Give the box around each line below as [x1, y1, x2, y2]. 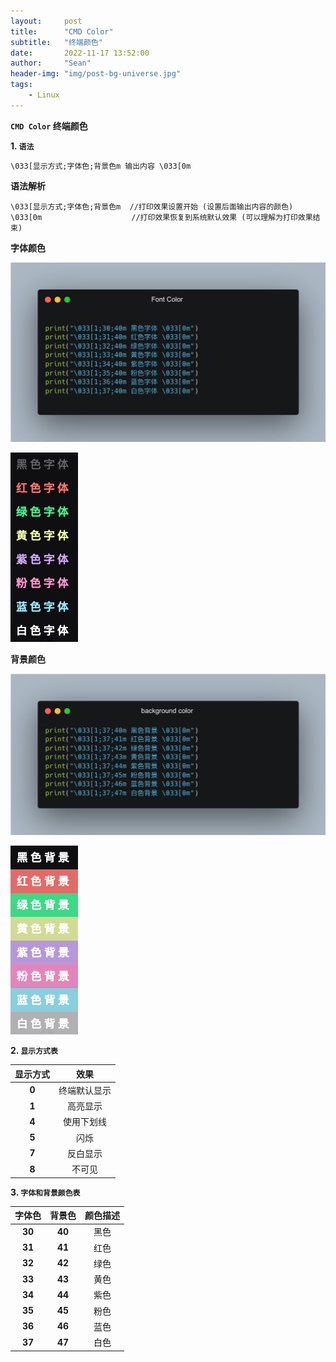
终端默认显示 [58, 1084, 112, 1096]
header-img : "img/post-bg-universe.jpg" [10, 69, 182, 79]
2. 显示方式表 [10, 1045, 58, 1057]
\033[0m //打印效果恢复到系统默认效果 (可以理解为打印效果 [10, 212, 313, 222]
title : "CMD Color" [10, 26, 114, 37]
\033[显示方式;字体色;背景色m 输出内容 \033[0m [10, 161, 192, 171]
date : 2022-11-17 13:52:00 [10, 48, 150, 58]
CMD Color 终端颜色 [10, 120, 88, 132]
